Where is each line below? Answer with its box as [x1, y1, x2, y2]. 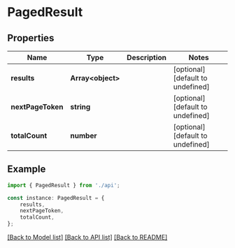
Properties [7, 32, 55, 44]
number [70, 131, 97, 140]
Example [7, 163, 46, 175]
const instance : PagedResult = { [7, 194, 105, 201]
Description [127, 53, 166, 62]
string [70, 102, 91, 112]
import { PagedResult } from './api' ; [7, 182, 120, 189]
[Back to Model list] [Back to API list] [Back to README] [7, 233, 168, 242]
